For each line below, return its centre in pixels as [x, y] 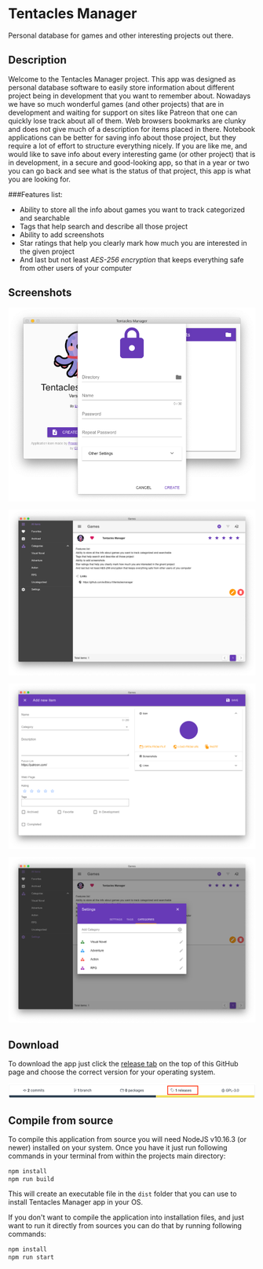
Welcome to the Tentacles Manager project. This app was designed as [122, 79]
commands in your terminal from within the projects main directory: [117, 1156]
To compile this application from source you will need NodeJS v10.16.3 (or [128, 1139]
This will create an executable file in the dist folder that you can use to [122, 1194]
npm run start [31, 1257]
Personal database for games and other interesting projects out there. [121, 35]
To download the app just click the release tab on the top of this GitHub [123, 1063]
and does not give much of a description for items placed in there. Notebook [131, 129]
